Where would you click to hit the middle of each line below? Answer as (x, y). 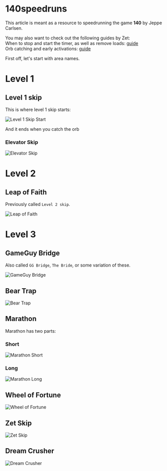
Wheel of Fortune (33, 395)
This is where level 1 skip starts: (38, 110)
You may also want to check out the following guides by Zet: (68, 38)
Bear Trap (21, 291)
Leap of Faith (26, 192)
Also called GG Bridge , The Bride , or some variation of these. (68, 265)
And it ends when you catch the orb (42, 129)
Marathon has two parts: (31, 331)
